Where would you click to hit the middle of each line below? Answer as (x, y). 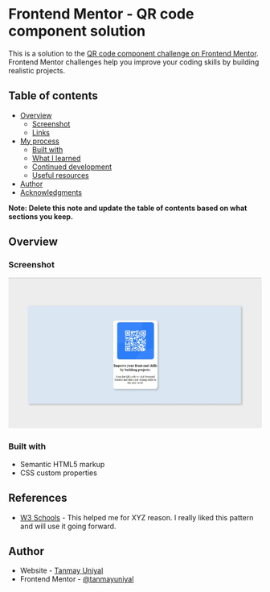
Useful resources (61, 175)
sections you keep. (41, 216)
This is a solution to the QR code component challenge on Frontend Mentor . (133, 53)
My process (40, 141)
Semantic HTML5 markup (62, 464)
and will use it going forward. (68, 526)
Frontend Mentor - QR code (101, 14)
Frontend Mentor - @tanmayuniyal (77, 579)
